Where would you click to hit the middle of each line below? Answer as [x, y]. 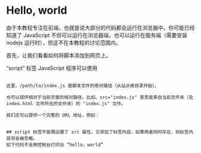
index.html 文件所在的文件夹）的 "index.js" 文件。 [66, 103]
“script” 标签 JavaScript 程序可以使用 [52, 68]
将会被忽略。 [24, 138]
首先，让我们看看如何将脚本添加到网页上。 [59, 55]
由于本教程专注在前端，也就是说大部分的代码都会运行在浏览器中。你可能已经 [100, 27]
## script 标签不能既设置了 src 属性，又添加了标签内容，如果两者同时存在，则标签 [98, 132]
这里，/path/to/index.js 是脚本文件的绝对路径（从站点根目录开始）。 [83, 85]
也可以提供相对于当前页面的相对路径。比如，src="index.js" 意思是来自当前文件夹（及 [100, 97]
